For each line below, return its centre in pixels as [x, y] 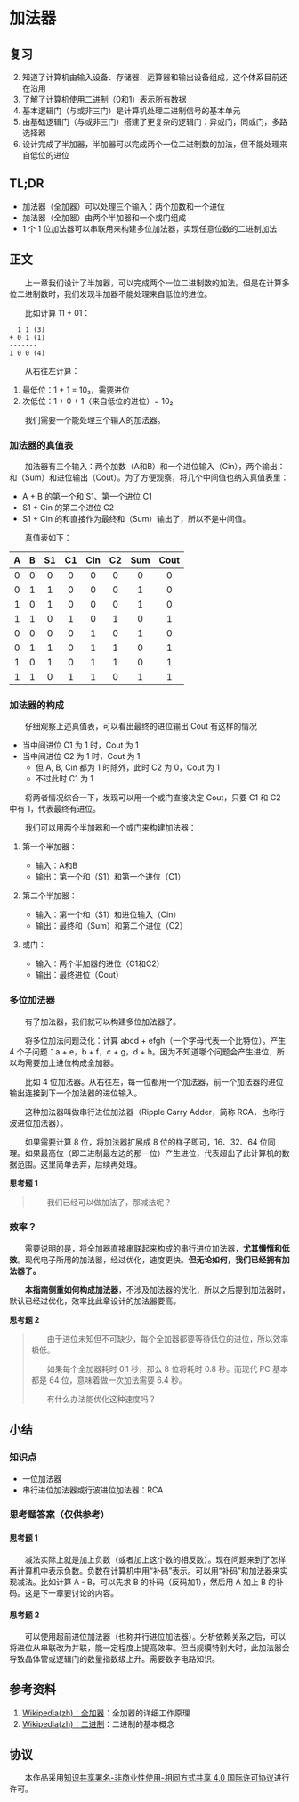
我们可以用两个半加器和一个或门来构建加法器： [110, 828]
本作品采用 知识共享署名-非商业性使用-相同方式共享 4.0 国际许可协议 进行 [157, 1778]
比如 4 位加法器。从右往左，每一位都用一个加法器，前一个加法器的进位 [154, 1081]
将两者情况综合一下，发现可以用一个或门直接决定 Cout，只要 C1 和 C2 [153, 798]
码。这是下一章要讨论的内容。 [64, 1592]
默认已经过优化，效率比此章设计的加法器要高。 [95, 1301]
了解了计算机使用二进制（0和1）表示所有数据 [104, 99]
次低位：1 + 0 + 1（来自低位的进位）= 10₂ [97, 401]
